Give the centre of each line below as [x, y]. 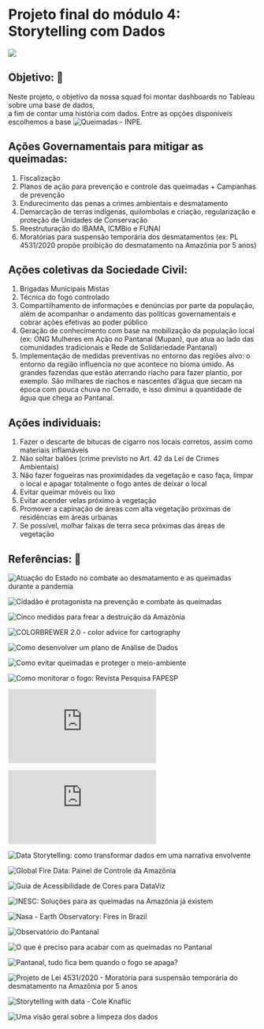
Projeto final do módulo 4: [95, 15]
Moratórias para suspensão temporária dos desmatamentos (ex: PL [129, 237]
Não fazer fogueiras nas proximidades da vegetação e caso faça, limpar [136, 475]
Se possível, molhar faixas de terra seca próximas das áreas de [122, 526]
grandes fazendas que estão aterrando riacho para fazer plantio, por [131, 373]
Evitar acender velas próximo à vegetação [88, 501]
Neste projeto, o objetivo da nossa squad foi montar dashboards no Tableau [132, 96]
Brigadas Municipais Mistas [64, 289]
